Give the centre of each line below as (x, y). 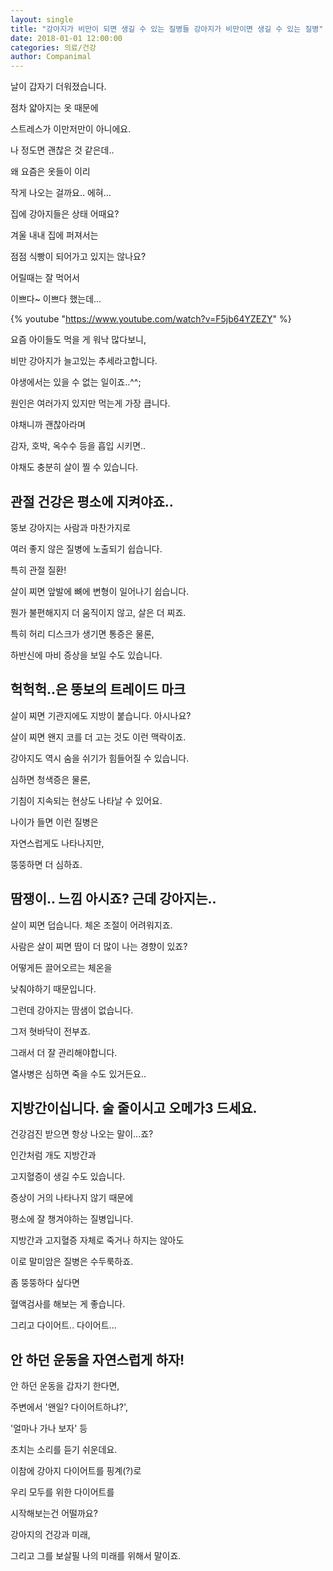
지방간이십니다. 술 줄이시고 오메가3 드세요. (134, 1107)
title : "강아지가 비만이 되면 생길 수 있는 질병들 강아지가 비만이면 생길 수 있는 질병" (167, 29)
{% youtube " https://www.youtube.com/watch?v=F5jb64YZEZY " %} (151, 319)
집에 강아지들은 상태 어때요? (65, 214)
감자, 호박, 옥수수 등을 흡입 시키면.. (78, 446)
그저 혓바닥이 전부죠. (50, 1031)
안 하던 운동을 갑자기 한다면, (65, 1386)
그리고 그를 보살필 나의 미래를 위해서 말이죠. (96, 1556)
